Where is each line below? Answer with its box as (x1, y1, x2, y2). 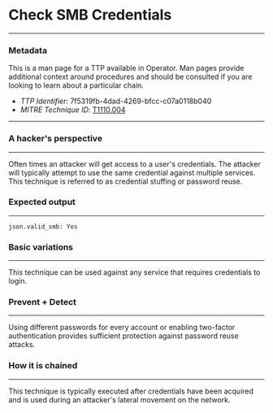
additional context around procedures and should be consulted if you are (8, 72, 253, 82)
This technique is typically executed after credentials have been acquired (8, 386, 254, 396)
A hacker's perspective (8, 133, 103, 144)
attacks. (8, 340, 36, 350)
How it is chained (8, 360, 78, 372)
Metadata (8, 45, 47, 56)
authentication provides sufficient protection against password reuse (8, 331, 239, 341)
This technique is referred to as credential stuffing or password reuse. (8, 176, 243, 186)
